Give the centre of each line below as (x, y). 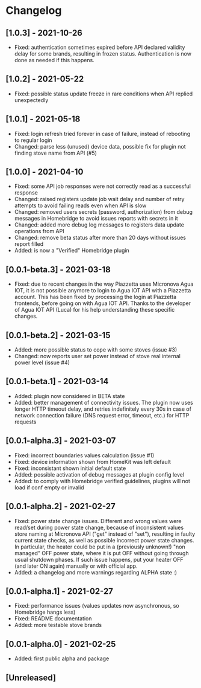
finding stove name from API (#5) (56, 153)
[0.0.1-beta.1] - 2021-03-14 (57, 381)
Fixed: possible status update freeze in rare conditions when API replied (104, 94)
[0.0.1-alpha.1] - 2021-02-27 (60, 591)
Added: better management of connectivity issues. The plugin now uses (104, 402)
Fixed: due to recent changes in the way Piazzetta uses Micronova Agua (104, 284)
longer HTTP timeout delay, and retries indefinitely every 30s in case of (103, 409)
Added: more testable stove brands (58, 625)
